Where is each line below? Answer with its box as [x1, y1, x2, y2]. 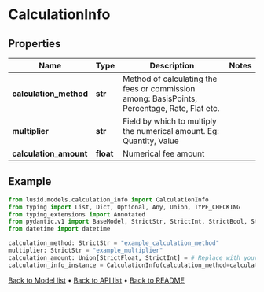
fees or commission [123, 83, 196, 94]
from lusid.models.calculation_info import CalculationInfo [8, 195, 210, 204]
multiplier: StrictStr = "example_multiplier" [8, 246, 163, 255]
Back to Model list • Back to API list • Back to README [8, 275, 185, 285]
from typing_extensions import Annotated [8, 210, 146, 218]
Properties [8, 37, 61, 50]
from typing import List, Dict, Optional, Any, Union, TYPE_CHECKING [8, 203, 241, 211]
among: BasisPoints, [123, 93, 198, 104]
